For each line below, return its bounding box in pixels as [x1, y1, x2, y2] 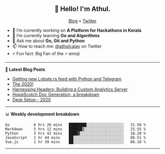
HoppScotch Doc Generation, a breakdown [12, 91, 100, 97]
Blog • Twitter [68, 18, 97, 23]
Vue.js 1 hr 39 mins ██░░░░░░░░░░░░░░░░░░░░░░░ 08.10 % [5, 139, 146, 144]
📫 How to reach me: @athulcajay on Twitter [12, 43, 102, 49]
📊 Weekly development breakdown [5, 111, 80, 117]
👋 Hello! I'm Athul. [54, 5, 111, 13]
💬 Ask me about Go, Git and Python [12, 38, 85, 44]
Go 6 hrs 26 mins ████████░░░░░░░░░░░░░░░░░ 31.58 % [5, 122, 146, 127]
